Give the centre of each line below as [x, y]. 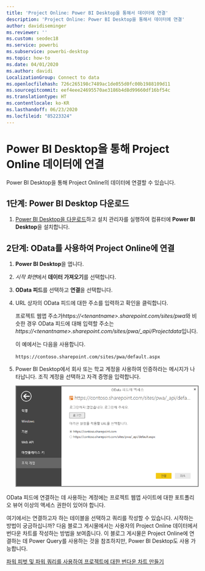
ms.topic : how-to [28, 58]
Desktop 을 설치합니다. [42, 227]
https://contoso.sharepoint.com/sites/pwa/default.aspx [88, 357]
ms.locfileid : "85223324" [39, 116]
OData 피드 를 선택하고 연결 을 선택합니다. [64, 290]
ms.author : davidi [30, 71]
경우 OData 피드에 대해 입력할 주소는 [70, 323]
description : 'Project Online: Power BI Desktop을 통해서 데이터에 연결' [95, 19]
